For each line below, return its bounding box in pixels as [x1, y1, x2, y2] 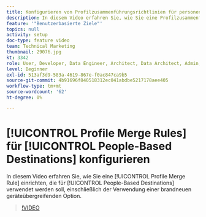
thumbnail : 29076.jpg [6, 49, 62, 55]
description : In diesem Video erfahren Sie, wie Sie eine [6, 15, 158, 21]
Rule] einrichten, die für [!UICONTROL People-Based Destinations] [6, 179, 175, 186]
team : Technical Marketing [6, 44, 75, 50]
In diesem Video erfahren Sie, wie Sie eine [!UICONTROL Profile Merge [6, 172, 186, 180]
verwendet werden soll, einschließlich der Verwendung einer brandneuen [6, 185, 192, 193]
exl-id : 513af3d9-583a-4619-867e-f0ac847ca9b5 [6, 72, 128, 78]
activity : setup [6, 32, 48, 38]
